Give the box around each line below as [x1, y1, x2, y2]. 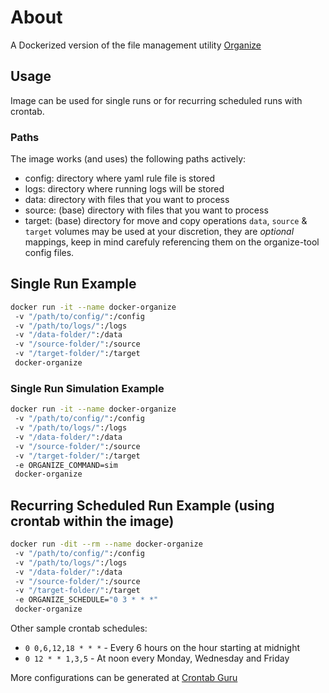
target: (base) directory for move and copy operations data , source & [24, 215, 308, 227]
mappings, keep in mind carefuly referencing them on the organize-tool [24, 236, 320, 248]
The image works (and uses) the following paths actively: [10, 153, 247, 165]
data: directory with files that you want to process [24, 194, 230, 206]
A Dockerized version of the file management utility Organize [10, 39, 262, 51]
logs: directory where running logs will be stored [24, 183, 225, 195]
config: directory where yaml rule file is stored [24, 172, 215, 185]
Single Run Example [10, 276, 137, 293]
